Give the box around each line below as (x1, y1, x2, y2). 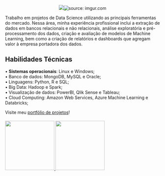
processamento (5, 31, 37, 36)
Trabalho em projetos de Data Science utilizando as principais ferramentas (5, 15, 156, 21)
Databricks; (5, 100, 28, 106)
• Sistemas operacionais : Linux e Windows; (5, 68, 95, 74)
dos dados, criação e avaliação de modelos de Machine (37, 31, 151, 36)
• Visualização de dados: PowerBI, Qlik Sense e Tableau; (5, 89, 120, 95)
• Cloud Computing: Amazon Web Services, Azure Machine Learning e (5, 94, 148, 101)
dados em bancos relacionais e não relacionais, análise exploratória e (5, 25, 146, 31)
